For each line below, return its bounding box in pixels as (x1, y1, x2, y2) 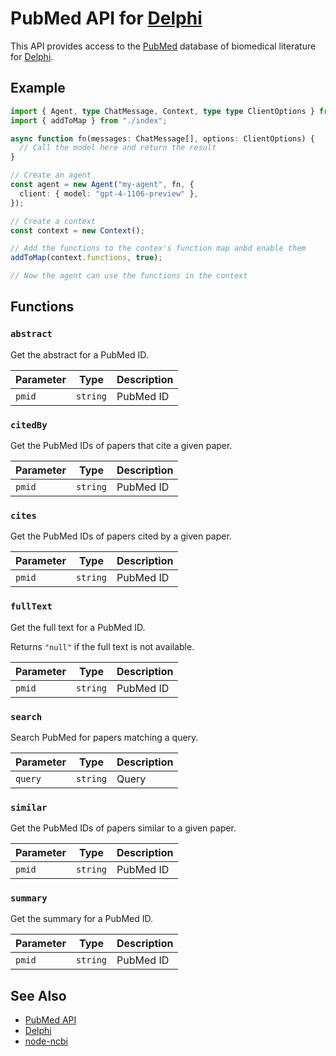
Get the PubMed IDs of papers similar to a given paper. (10, 822, 237, 834)
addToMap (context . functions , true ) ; (10, 253, 163, 263)
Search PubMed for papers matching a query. (10, 731, 199, 743)
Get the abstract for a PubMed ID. (10, 348, 149, 361)
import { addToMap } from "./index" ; (10, 115, 168, 126)
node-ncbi (24, 1035, 68, 1047)
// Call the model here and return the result (19, 143, 217, 153)
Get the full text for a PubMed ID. (10, 621, 146, 633)
